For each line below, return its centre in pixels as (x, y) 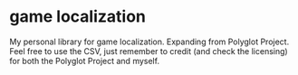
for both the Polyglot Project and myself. (85, 61)
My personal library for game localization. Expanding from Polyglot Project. (149, 42)
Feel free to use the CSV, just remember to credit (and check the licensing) (149, 51)
